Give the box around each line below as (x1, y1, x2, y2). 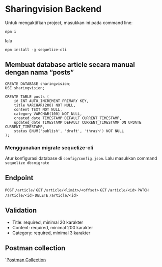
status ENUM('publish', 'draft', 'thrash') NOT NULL (14, 129, 124, 133)
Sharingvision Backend (5, 3, 102, 15)
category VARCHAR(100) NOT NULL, (14, 111, 82, 116)
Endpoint (5, 174, 33, 182)
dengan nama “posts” (5, 68, 74, 77)
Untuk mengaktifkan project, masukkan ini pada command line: (5, 20, 133, 26)
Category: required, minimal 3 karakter (12, 230, 91, 236)
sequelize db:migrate (5, 160, 50, 165)
